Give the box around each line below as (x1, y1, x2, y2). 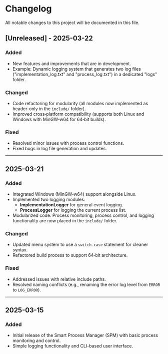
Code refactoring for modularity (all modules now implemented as (12, 100, 148, 106)
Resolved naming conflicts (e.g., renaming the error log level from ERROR (12, 281, 160, 287)
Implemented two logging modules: (12, 196, 85, 202)
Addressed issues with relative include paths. (12, 276, 106, 282)
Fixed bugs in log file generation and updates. (12, 146, 107, 152)
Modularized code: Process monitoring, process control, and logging (12, 212, 154, 218)
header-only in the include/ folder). (12, 106, 86, 112)
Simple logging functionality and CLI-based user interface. (12, 343, 133, 349)
